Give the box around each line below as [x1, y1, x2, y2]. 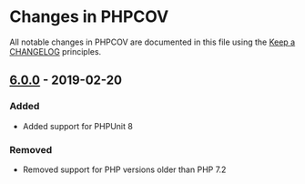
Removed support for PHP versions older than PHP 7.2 [22, 164, 227, 175]
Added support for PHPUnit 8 [22, 120, 134, 131]
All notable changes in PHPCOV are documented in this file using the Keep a [9, 36, 296, 47]
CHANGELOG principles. [9, 46, 102, 56]
